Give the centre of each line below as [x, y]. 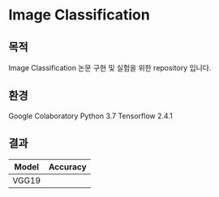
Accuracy [67, 166]
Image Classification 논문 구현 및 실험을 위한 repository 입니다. [110, 68]
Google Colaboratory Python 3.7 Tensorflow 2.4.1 [90, 116]
